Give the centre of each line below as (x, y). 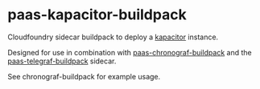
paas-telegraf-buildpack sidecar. (62, 61)
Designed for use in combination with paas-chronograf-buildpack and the (130, 52)
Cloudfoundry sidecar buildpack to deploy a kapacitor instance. (113, 37)
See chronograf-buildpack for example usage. (84, 76)
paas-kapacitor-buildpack (97, 15)
